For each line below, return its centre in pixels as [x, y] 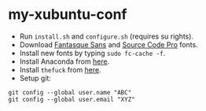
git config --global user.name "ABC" [70, 92]
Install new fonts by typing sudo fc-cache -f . [92, 53]
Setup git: [35, 78]
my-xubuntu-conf [68, 15]
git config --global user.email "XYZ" [72, 99]
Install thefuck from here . [61, 69]
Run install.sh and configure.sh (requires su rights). [107, 36]
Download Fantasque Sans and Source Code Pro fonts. [109, 44]
